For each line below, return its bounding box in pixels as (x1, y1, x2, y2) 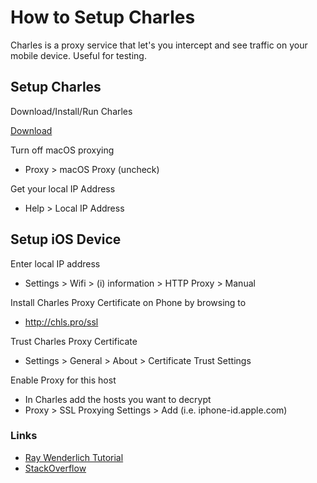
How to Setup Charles (10, 6, 196, 29)
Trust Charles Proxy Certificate (10, 335, 138, 347)
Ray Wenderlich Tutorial (24, 451, 124, 463)
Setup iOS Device (10, 231, 122, 248)
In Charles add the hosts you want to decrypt (24, 393, 212, 405)
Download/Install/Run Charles (10, 105, 133, 117)
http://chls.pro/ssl (24, 316, 99, 328)
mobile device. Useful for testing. (10, 49, 147, 61)
